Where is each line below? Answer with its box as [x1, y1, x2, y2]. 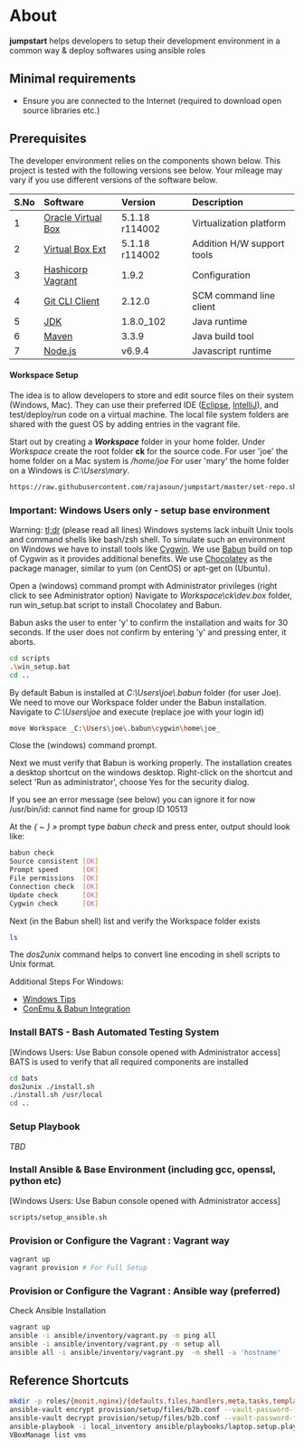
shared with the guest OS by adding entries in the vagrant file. [9, 418, 241, 430]
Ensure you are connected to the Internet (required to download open [22, 95, 282, 106]
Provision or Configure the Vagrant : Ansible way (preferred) [9, 1284, 280, 1297]
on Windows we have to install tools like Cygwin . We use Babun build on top [9, 544, 293, 554]
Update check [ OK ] [9, 890, 100, 900]
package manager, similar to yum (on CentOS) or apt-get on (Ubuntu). [9, 563, 271, 573]
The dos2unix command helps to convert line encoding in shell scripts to [9, 949, 280, 960]
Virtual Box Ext [43, 242, 107, 255]
